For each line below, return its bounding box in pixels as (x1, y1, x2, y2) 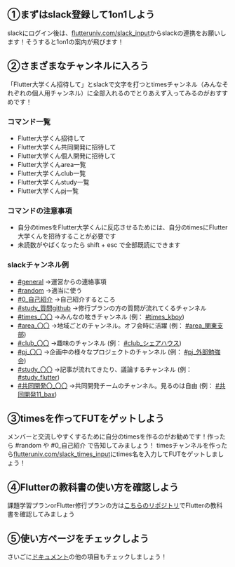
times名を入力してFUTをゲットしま (116, 450, 218, 458)
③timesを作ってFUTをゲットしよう (7, 412, 165, 425)
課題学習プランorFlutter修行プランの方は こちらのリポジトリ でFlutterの (7, 501, 210, 509)
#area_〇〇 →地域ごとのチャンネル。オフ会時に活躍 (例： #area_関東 (17, 321, 217, 330)
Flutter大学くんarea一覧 (17, 160, 86, 168)
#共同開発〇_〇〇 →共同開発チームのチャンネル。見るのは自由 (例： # (17, 381, 220, 389)
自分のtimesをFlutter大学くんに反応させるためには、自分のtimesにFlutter (17, 223, 228, 232)
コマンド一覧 (7, 116, 51, 126)
